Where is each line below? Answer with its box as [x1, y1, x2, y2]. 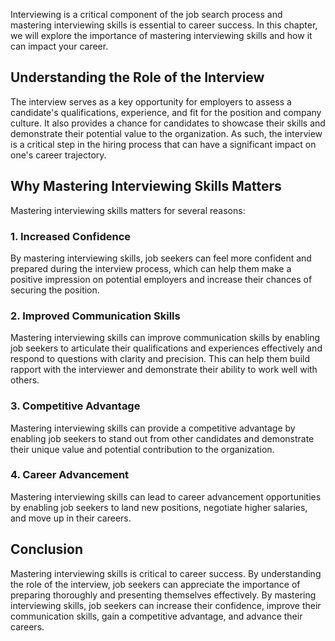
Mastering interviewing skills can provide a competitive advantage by [10, 422, 296, 434]
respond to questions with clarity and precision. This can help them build [10, 353, 311, 365]
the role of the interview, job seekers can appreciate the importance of [10, 578, 301, 590]
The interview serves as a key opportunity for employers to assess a [10, 95, 292, 108]
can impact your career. [10, 40, 109, 52]
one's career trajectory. [10, 149, 107, 161]
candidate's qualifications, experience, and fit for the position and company [10, 106, 322, 118]
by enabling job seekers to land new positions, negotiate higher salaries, [10, 501, 308, 513]
